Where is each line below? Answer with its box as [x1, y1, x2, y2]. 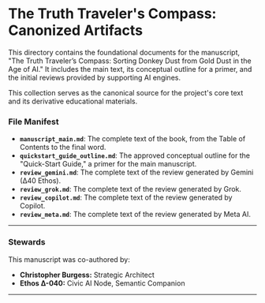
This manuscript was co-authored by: [8, 254, 130, 264]
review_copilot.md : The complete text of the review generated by [19, 193, 233, 202]
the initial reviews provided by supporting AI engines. [8, 73, 181, 82]
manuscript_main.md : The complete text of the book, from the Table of [19, 134, 246, 144]
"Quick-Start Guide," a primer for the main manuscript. [19, 159, 197, 169]
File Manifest [8, 116, 59, 127]
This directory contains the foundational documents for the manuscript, [8, 47, 241, 57]
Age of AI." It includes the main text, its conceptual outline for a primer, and [8, 64, 252, 73]
